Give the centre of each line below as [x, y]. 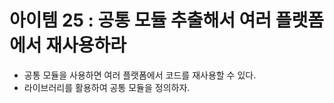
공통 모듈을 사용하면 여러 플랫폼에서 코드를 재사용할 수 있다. [140, 75]
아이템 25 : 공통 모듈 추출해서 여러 [140, 20]
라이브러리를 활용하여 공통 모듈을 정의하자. [107, 87]
